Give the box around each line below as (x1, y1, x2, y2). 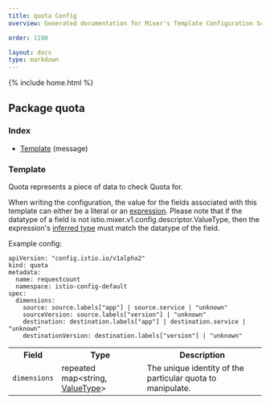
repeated (61, 363, 96, 374)
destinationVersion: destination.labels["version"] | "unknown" (22, 332, 243, 340)
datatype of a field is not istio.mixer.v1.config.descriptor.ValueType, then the (8, 215, 260, 225)
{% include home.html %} (8, 78, 94, 88)
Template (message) (19, 143, 88, 153)
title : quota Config (8, 11, 78, 20)
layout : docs (8, 48, 52, 56)
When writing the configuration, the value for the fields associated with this (8, 198, 257, 208)
